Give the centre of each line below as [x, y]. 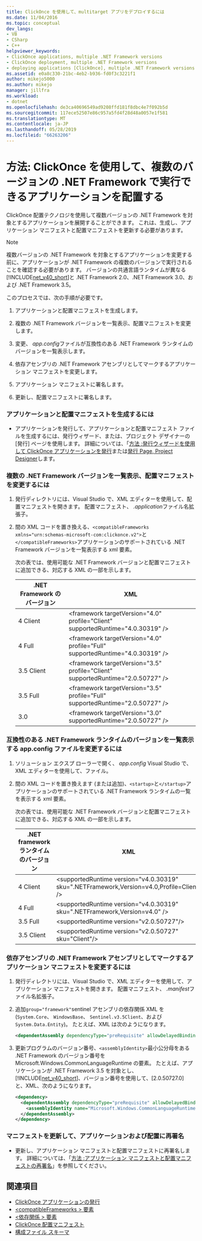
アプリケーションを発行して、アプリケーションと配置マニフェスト [96, 428]
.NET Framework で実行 [121, 182]
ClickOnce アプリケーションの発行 [57, 1202]
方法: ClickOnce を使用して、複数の [95, 167]
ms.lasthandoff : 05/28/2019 [41, 130]
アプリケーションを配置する [95, 197]
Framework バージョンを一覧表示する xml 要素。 [75, 550]
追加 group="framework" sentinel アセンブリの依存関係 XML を [90, 1009]
